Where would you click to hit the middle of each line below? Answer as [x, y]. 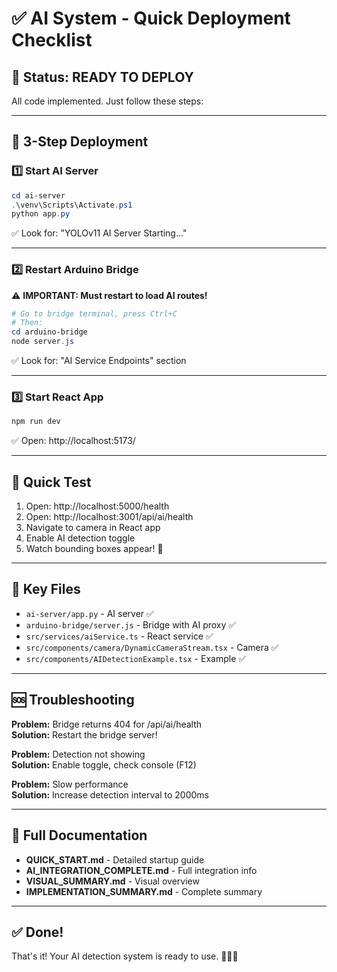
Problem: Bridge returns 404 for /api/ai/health [107, 724]
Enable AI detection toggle [80, 538]
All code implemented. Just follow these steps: [107, 101]
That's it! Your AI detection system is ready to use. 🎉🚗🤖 [125, 956]
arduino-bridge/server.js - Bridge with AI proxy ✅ [131, 624]
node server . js [43, 342]
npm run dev [36, 422]
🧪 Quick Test [51, 482]
